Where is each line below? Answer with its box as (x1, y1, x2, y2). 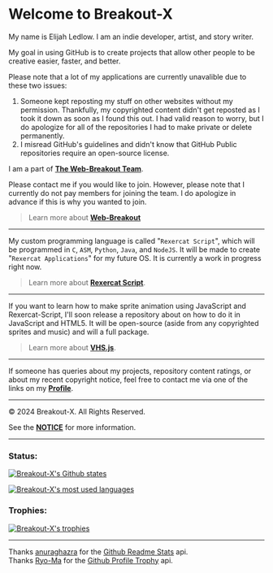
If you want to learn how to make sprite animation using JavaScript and (8, 301, 246, 310)
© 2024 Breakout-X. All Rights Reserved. (8, 406, 146, 416)
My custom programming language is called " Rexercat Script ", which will (8, 236, 255, 245)
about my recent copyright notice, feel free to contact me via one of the (8, 375, 249, 384)
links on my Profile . (8, 383, 74, 393)
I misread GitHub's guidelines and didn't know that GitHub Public (19, 139, 237, 149)
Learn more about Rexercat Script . (28, 277, 146, 287)
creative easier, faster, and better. (8, 56, 121, 66)
